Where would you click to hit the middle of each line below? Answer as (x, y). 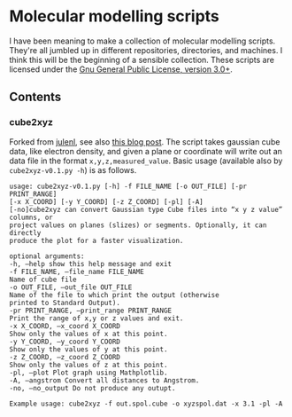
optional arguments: (47, 256)
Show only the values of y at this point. (88, 349)
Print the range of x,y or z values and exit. (96, 318)
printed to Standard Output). (65, 303)
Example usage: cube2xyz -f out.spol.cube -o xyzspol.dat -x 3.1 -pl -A (146, 404)
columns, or (31, 217)
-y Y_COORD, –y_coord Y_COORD (65, 342)
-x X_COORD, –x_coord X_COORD (65, 326)
